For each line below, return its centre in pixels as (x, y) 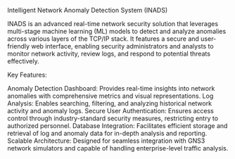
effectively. (24, 61)
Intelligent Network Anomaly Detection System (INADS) (88, 10)
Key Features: (27, 75)
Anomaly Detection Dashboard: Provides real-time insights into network (111, 88)
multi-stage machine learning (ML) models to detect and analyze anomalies (117, 31)
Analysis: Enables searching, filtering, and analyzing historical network (110, 103)
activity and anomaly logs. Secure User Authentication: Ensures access (111, 111)
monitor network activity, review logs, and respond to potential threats (109, 53)
